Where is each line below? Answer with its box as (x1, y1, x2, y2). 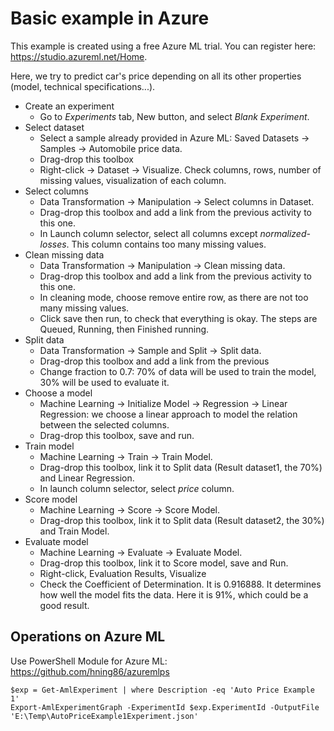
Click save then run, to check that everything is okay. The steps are (39, 312, 318, 324)
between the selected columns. (39, 418, 170, 431)
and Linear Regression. (39, 472, 135, 484)
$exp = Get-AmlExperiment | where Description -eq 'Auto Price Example (10, 685, 315, 695)
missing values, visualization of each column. (39, 174, 227, 186)
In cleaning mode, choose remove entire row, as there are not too (39, 291, 309, 303)
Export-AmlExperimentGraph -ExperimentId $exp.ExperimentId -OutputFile (10, 702, 320, 712)
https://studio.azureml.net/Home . (10, 50, 148, 62)
